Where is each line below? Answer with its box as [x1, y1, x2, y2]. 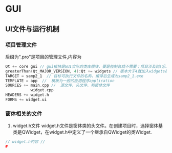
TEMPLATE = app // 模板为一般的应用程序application [5, 78, 115, 83]
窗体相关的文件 [5, 110, 42, 117]
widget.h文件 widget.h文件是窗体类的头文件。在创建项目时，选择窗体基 [12, 123, 163, 129]
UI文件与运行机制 [5, 24, 60, 33]
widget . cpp [30, 88, 54, 93]
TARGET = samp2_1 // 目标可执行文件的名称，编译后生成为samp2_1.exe [5, 73, 144, 79]
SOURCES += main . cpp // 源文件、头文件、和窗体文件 [5, 83, 110, 88]
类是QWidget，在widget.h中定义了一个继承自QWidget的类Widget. [12, 129, 152, 135]
